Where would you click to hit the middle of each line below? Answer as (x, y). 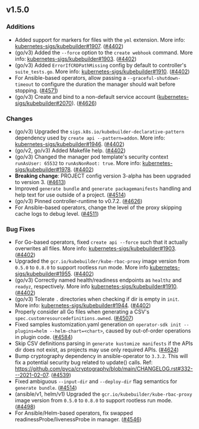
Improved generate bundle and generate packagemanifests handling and (103, 188)
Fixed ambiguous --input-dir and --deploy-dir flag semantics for (96, 381)
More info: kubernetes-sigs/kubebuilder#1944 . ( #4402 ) (83, 306)
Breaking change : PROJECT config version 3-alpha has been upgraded (103, 176)
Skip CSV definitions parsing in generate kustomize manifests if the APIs (104, 343)
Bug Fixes (21, 229)
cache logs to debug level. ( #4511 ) (57, 213)
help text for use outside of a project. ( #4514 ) (70, 195)
